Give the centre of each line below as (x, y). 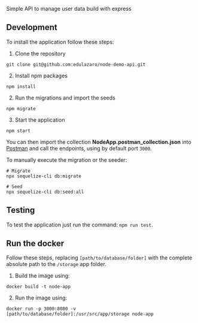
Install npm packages (41, 76)
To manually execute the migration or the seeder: (67, 160)
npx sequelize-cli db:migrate (44, 176)
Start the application (40, 120)
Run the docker (35, 244)
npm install (21, 86)
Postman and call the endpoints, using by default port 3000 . (79, 148)
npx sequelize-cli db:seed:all (45, 192)
